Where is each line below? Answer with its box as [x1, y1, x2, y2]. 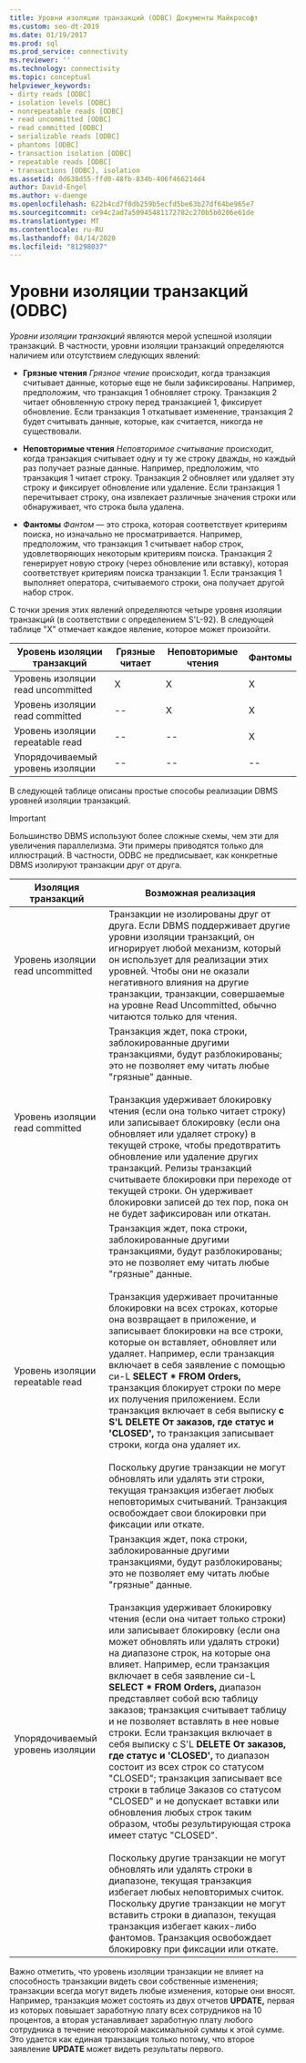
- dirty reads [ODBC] [9, 89, 92, 98]
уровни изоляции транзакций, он [108, 931, 255, 944]
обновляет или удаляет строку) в [108, 1128, 257, 1140]
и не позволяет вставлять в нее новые [108, 1715, 280, 1728]
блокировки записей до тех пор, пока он [108, 1196, 289, 1209]
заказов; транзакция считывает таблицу [108, 1704, 287, 1717]
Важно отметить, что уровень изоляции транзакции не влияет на [9, 1966, 264, 1977]
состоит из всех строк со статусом [108, 1761, 265, 1773]
